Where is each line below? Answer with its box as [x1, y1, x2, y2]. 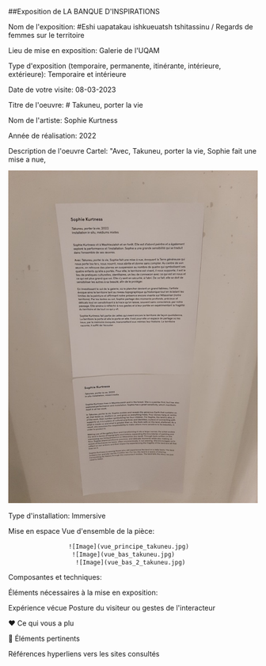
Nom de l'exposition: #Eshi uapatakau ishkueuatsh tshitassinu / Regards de [8, 22, 253, 31]
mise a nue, [8, 154, 46, 164]
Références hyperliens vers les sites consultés [8, 649, 160, 658]
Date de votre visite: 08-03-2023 [8, 85, 116, 94]
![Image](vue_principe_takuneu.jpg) [68, 542, 190, 550]
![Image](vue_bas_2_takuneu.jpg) [75, 558, 186, 566]
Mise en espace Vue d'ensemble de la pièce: [8, 527, 155, 535]
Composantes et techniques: [8, 573, 102, 581]
